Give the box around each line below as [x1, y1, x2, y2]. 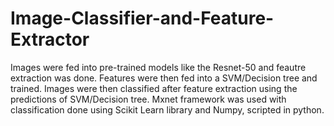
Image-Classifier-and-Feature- [10, 7, 275, 30]
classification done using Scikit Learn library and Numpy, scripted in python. [10, 103, 325, 116]
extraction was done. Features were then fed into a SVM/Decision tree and [10, 72, 318, 84]
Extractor [10, 28, 90, 51]
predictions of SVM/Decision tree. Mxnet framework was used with [10, 93, 287, 105]
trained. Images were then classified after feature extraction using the [10, 82, 298, 94]
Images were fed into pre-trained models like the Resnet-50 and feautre [10, 61, 307, 73]
